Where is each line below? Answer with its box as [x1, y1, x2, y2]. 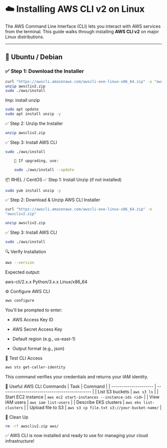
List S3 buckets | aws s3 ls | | [97, 388, 159, 394]
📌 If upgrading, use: [14, 158, 59, 163]
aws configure [5, 298, 35, 303]
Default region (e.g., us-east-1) [12, 336, 76, 342]
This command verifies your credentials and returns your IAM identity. [5, 373, 149, 379]
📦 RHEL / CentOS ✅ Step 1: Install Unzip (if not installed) [5, 176, 122, 182]
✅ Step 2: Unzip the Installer [5, 121, 63, 126]
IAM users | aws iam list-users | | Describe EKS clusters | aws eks [5, 399, 142, 405]
